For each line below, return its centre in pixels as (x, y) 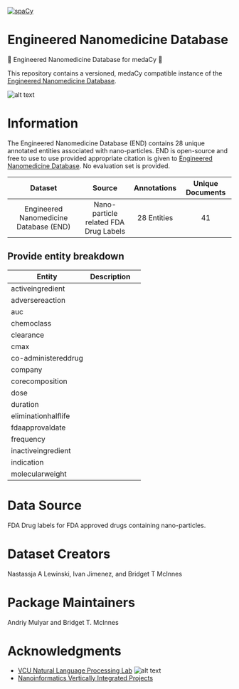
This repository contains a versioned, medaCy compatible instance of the (115, 73)
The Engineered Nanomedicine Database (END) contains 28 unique (106, 143)
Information (43, 124)
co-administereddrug (47, 358)
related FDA (105, 222)
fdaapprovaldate (38, 428)
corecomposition (39, 381)
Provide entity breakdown (66, 257)
